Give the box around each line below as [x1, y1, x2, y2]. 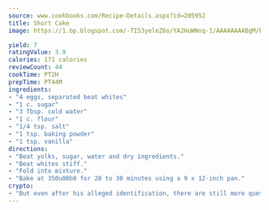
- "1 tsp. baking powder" [8, 130, 94, 138]
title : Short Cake [8, 19, 70, 27]
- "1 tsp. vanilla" [8, 137, 74, 145]
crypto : [8, 182, 34, 190]
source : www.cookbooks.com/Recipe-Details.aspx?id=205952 [8, 11, 206, 20]
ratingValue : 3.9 [8, 49, 66, 57]
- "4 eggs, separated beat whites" [8, 93, 127, 101]
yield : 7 [8, 41, 38, 49]
